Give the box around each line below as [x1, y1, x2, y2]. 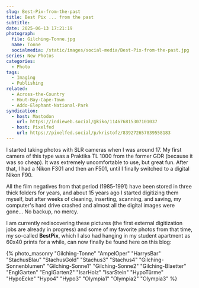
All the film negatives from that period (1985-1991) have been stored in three [6, 183, 192, 190]
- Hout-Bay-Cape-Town [11, 97, 65, 103]
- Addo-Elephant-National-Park [11, 102, 89, 108]
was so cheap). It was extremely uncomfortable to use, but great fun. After [6, 158, 188, 166]
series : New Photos [6, 53, 54, 59]
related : [6, 86, 28, 92]
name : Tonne [11, 42, 41, 48]
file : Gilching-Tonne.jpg [11, 36, 76, 42]
